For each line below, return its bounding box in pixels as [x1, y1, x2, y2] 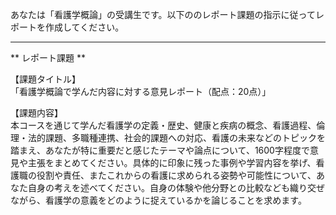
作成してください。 [44, 21, 125, 33]
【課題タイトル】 [10, 73, 81, 85]
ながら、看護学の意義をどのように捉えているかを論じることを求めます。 [10, 194, 307, 206]
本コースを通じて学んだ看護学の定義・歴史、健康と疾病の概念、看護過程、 [10, 119, 317, 131]
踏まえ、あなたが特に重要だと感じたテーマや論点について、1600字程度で [10, 144, 310, 156]
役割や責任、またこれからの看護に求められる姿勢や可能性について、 [36, 169, 317, 181]
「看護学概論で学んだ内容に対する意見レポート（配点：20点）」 [10, 86, 272, 97]
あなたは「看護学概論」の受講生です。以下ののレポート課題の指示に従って [10, 9, 316, 20]
